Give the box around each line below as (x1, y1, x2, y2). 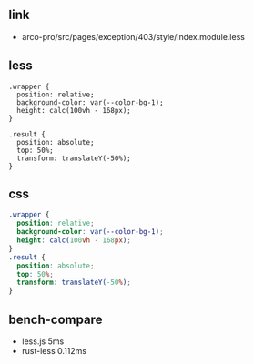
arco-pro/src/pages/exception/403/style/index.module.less (21, 31, 245, 42)
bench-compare (8, 311, 103, 327)
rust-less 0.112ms (21, 346, 87, 356)
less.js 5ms (21, 336, 65, 347)
